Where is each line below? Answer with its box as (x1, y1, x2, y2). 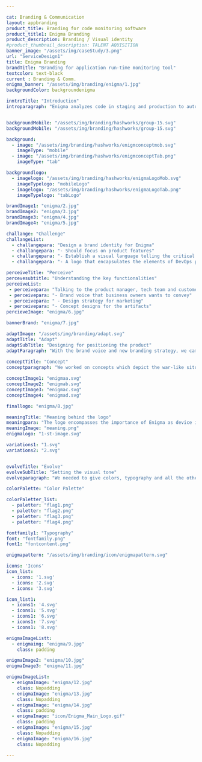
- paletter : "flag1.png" (11, 502, 74, 508)
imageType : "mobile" (17, 147, 69, 154)
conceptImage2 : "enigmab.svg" (6, 381, 82, 387)
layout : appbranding (6, 19, 58, 26)
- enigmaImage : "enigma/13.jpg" (11, 691, 93, 697)
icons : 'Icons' (6, 563, 44, 569)
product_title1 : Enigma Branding (6, 31, 90, 37)
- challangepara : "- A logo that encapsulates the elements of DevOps (11, 259, 192, 265)
